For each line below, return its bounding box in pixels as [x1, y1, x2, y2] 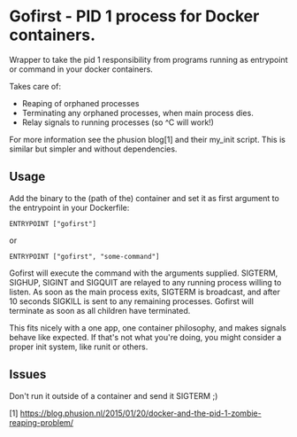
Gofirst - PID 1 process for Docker [9, 6, 260, 27]
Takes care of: [9, 81, 62, 91]
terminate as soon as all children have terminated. [9, 305, 191, 316]
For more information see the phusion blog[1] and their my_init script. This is [9, 134, 286, 144]
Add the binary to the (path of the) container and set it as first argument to [9, 192, 280, 203]
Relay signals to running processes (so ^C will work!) [21, 117, 215, 128]
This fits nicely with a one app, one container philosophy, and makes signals [9, 322, 287, 333]
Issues [9, 367, 47, 382]
